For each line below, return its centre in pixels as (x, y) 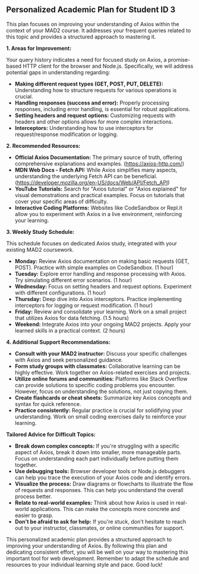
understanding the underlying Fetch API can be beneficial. (86, 176)
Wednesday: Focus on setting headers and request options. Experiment (103, 286)
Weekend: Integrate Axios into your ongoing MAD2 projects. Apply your (103, 324)
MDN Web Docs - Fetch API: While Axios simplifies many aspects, (96, 170)
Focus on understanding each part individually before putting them (97, 458)
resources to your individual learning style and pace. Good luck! (84, 565)
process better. (33, 496)
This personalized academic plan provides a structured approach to (89, 539)
